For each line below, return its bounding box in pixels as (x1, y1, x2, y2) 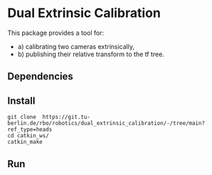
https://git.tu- (42, 114, 91, 121)
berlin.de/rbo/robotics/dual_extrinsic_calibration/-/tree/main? (7, 120, 205, 127)
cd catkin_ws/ (7, 132, 50, 139)
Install (7, 95, 36, 107)
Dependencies (7, 70, 73, 83)
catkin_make (7, 139, 43, 146)
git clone (7, 114, 37, 121)
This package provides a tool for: (7, 28, 105, 37)
